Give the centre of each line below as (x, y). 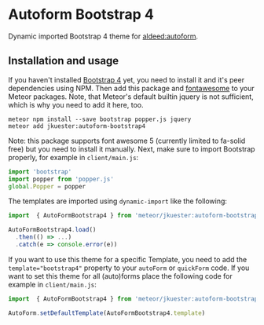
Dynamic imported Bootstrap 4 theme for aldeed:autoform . (103, 36)
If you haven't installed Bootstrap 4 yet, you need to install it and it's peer (126, 79)
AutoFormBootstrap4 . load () (52, 230)
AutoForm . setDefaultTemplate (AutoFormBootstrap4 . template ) (107, 313)
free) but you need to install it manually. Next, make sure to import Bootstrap (132, 149)
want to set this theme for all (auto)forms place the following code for (121, 276)
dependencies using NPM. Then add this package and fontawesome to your (132, 88)
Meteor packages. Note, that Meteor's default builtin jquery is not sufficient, (131, 97)
